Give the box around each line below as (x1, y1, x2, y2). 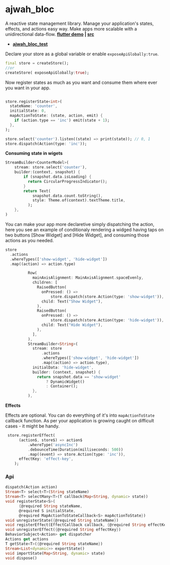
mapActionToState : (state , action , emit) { (10, 113, 103, 118)
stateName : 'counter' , (10, 104, 58, 109)
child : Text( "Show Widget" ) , (41, 298, 103, 304)
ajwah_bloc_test (12, 41, 48, 47)
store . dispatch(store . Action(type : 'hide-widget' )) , (50, 318, 164, 323)
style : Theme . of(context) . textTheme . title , (32, 198, 125, 203)
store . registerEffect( (7, 433, 56, 438)
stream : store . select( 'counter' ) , (14, 165, 87, 170)
